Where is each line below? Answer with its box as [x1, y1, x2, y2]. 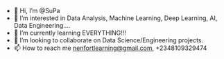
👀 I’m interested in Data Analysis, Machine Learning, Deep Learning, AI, [13, 14, 218, 22]
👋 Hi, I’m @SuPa [13, 7, 60, 15]
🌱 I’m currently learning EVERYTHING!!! [13, 28, 127, 37]
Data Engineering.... [13, 22, 71, 29]
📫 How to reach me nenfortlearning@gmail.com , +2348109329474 [13, 44, 207, 52]
